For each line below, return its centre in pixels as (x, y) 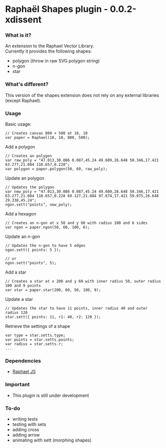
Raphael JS (24, 372)
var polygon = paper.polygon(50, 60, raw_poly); (56, 169)
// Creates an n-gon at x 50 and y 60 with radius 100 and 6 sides (77, 223)
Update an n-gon (23, 236)
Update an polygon (25, 178)
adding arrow (26, 435)
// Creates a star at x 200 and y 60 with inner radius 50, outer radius (83, 282)
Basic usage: (18, 124)
